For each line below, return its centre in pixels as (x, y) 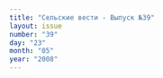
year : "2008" (34, 59)
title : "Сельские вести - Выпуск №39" (82, 17)
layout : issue (36, 26)
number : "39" (34, 34)
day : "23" (28, 43)
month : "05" (32, 51)
